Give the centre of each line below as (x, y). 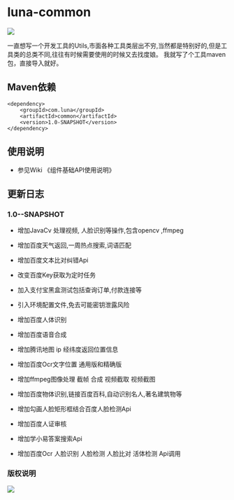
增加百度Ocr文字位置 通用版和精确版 (70, 364)
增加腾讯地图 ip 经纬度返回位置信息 (68, 349)
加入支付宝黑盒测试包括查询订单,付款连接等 (79, 290)
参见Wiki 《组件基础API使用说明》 (66, 169)
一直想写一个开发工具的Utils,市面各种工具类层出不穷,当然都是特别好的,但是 (114, 46)
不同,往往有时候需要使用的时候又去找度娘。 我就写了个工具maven (131, 54)
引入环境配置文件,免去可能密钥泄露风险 (73, 305)
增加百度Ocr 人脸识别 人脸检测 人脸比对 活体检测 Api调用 (99, 454)
